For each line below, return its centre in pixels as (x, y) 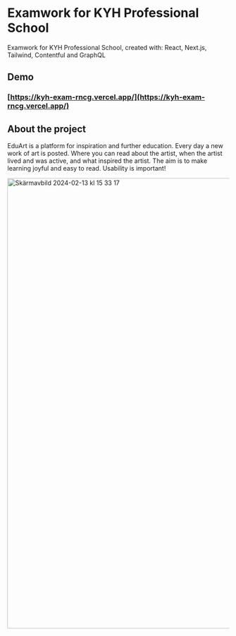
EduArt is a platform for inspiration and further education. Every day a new (115, 146)
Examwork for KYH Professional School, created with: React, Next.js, (107, 47)
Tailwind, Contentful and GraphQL (56, 55)
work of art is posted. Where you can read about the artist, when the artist (115, 154)
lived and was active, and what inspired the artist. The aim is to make (107, 161)
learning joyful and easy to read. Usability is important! (87, 169)
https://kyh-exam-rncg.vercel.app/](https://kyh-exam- (108, 97)
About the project (47, 129)
